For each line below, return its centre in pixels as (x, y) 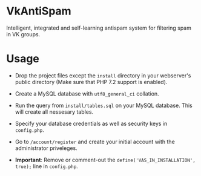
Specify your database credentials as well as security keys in (91, 123)
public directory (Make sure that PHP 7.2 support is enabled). (91, 82)
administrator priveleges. (46, 148)
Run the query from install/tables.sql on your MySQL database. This (104, 105)
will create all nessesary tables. (54, 112)
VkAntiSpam (39, 11)
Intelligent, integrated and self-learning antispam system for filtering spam (99, 28)
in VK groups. (23, 34)
